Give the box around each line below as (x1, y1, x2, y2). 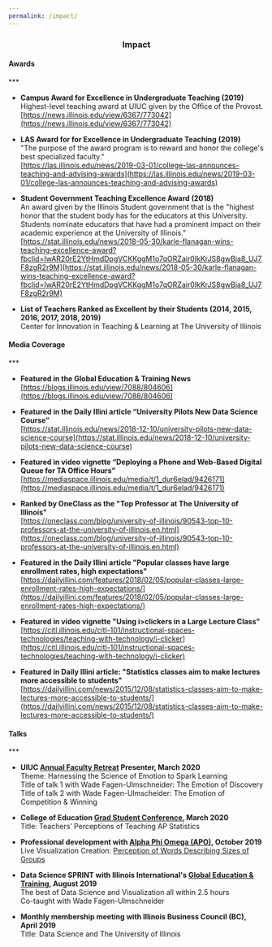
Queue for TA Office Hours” (19, 465, 116, 476)
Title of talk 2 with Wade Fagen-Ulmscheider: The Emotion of (19, 788, 226, 798)
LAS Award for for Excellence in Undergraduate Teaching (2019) (19, 134, 241, 144)
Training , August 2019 (19, 879, 97, 888)
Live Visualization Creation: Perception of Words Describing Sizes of (19, 846, 249, 856)
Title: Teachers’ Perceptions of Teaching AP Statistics (19, 822, 201, 832)
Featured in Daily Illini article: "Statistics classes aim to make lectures (19, 667, 261, 676)
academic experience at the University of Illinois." (19, 228, 187, 237)
